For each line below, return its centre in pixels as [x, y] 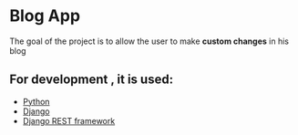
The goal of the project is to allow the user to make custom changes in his [149, 41]
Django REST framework [69, 120]
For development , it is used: [92, 80]
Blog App [45, 16]
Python [36, 101]
